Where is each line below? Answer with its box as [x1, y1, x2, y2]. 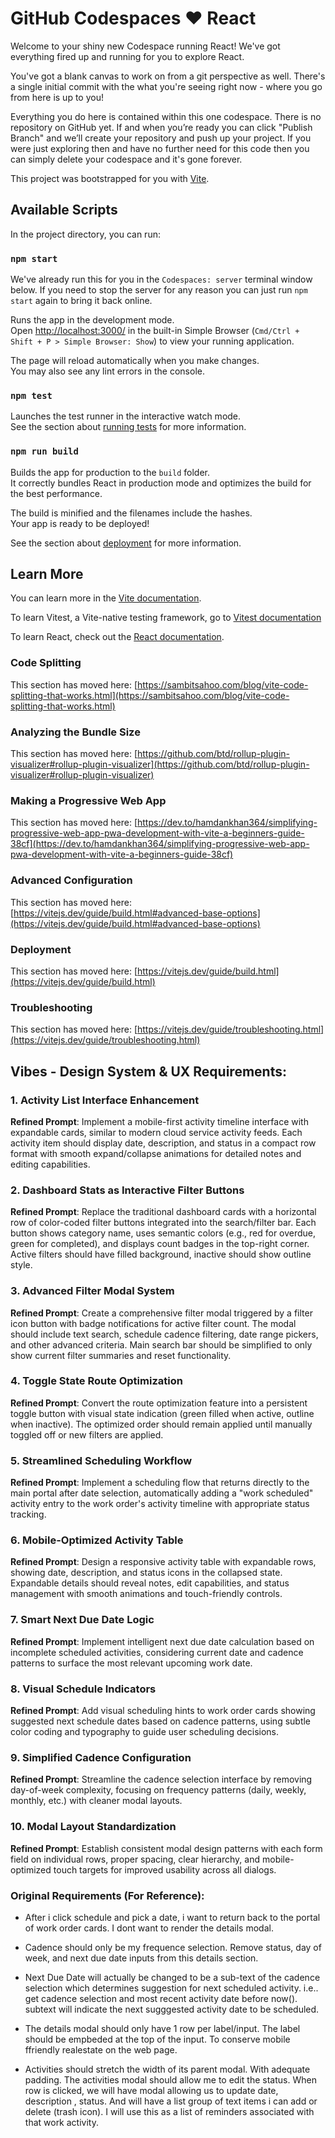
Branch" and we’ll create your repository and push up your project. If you [10, 132, 312, 144]
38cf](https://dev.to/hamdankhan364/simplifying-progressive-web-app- [10, 838, 310, 850]
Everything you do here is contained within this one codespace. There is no [10, 110, 322, 122]
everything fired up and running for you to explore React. [10, 50, 245, 62]
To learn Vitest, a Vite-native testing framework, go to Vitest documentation [10, 612, 322, 624]
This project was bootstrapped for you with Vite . [10, 172, 210, 184]
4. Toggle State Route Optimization [10, 1374, 183, 1388]
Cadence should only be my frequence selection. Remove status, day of [24, 1941, 322, 1953]
